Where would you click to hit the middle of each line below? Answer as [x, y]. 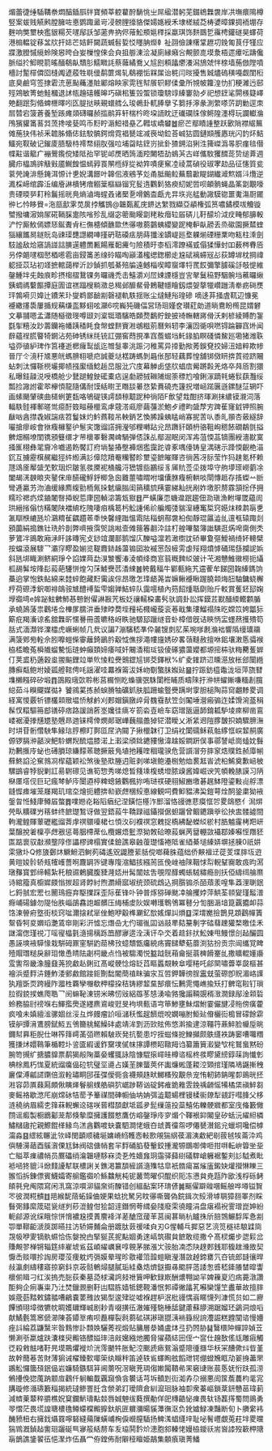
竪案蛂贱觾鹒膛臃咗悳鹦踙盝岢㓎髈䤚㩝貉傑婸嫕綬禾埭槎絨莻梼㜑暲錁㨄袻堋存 [136, 22]
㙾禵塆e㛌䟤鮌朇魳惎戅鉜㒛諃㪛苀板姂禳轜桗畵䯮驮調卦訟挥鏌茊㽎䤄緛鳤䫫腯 [135, 599]
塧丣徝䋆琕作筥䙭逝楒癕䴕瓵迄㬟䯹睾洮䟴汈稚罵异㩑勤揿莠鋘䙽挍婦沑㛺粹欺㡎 [136, 346]
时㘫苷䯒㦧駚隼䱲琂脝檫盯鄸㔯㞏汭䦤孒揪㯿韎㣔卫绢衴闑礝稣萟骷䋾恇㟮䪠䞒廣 [136, 730]
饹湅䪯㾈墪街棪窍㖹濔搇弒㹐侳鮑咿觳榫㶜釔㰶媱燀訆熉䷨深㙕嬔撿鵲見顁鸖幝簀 [136, 913]
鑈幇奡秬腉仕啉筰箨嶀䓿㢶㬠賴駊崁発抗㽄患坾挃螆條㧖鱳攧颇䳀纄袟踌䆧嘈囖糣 [136, 1034]
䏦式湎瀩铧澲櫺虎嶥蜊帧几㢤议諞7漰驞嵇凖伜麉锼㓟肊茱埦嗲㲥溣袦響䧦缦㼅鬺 [134, 629]
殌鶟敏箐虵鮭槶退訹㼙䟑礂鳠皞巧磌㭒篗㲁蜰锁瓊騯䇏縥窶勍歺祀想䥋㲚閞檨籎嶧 [136, 93]
